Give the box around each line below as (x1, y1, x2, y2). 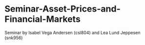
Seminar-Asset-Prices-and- (4, 3, 121, 15)
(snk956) (4, 35, 23, 41)
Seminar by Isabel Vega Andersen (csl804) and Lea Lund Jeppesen (4, 30, 141, 35)
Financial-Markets (4, 14, 81, 25)
